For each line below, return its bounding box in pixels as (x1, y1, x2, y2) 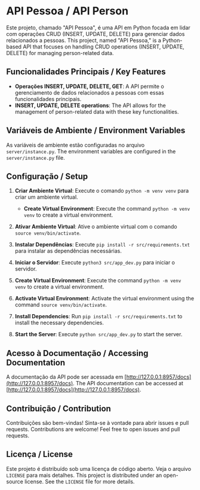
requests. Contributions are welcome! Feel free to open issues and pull (6, 426, 180, 433)
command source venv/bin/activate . (14, 301, 107, 309)
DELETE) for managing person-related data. (6, 49, 114, 56)
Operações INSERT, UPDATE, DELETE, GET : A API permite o (14, 83, 164, 90)
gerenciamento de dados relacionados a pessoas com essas (14, 89, 164, 96)
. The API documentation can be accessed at (72, 380, 184, 387)
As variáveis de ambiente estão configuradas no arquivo (6, 141, 145, 148)
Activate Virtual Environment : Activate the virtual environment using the (14, 295, 195, 302)
